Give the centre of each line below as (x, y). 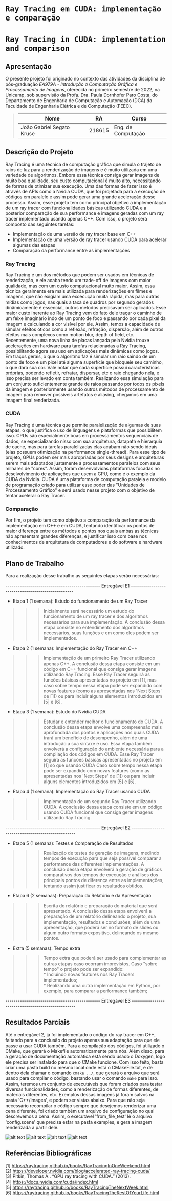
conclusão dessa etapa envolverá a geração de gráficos (103, 869)
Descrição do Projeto (39, 152)
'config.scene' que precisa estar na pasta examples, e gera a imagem (79, 1122)
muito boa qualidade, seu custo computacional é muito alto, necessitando (83, 181)
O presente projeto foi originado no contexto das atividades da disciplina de (85, 79)
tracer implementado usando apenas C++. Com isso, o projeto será (76, 219)
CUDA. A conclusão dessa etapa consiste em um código (103, 807)
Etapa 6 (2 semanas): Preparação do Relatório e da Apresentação (82, 895)
